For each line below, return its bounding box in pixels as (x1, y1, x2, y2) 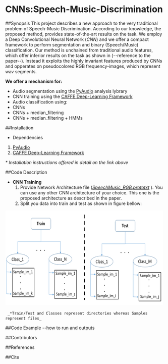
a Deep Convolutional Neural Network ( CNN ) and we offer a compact (5, 36, 149, 42)
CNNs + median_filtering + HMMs (12, 115, 83, 121)
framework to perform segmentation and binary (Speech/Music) (5, 41, 139, 47)
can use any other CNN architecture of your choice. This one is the (20, 189, 160, 195)
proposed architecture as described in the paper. (20, 195, 122, 201)
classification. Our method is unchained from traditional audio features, (5, 47, 153, 53)
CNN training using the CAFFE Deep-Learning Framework (12, 93, 133, 99)
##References (5, 344, 35, 350)
